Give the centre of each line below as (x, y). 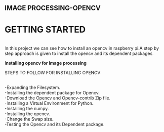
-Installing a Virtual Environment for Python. (49, 103)
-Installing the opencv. (27, 114)
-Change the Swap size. (29, 119)
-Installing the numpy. (27, 109)
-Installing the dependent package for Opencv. (52, 93)
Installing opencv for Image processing (46, 63)
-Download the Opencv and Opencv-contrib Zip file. (58, 98)
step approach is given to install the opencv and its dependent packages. (79, 53)
